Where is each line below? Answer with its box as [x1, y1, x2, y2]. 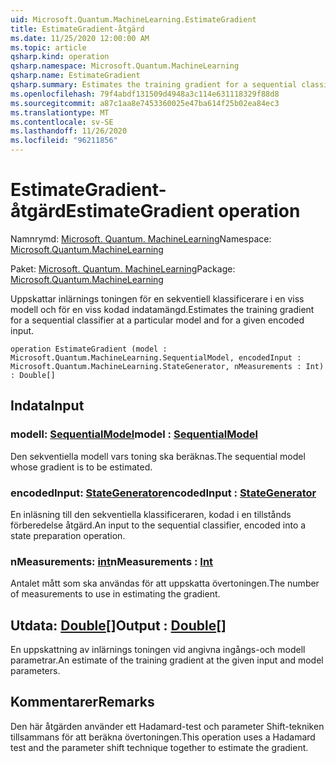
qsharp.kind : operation [10, 52, 110, 62]
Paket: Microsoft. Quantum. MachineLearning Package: [10, 262, 236, 275]
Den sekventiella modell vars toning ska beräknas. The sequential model [10, 450, 306, 462]
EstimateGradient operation [65, 200, 301, 223]
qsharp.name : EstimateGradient [10, 71, 141, 81]
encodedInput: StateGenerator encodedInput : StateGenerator [10, 486, 317, 500]
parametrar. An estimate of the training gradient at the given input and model [10, 654, 324, 666]
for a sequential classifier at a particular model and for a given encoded [10, 314, 305, 326]
